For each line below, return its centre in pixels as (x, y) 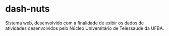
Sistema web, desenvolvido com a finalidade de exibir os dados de (75, 23)
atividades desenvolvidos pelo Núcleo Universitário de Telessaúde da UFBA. (85, 28)
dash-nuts (27, 9)
